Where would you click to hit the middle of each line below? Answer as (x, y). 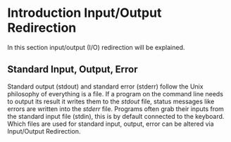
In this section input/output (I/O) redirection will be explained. (96, 47)
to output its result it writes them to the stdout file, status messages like (111, 101)
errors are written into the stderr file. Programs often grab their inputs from (115, 109)
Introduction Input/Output (85, 13)
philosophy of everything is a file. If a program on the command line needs (115, 93)
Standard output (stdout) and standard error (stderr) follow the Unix (105, 86)
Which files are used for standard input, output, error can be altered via (111, 124)
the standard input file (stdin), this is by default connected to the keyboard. (116, 116)
